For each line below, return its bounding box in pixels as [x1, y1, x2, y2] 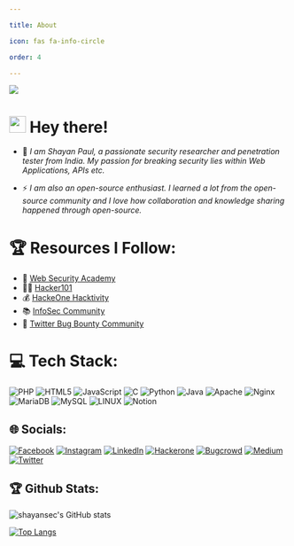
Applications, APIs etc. [21, 165, 105, 175]
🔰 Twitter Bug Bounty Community [21, 318, 144, 329]
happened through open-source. [21, 205, 143, 215]
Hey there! [29, 117, 109, 137]
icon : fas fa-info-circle [9, 36, 104, 45]
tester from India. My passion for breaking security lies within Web [21, 156, 266, 167]
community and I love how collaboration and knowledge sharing [49, 196, 285, 207]
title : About [9, 20, 58, 29]
